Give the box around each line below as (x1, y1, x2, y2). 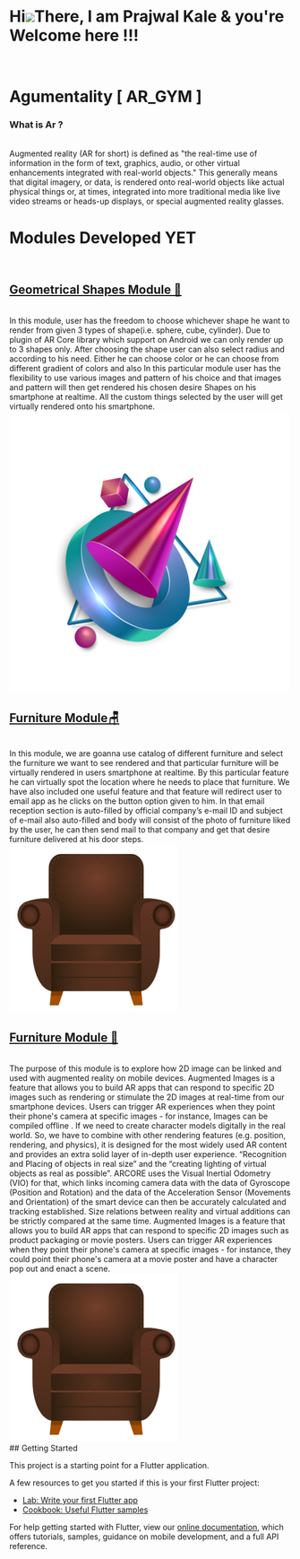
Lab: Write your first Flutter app (21, 1495, 139, 1506)
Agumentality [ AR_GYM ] (9, 87, 202, 107)
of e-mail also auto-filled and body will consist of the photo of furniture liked (9, 814, 291, 826)
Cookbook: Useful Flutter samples (21, 1504, 149, 1515)
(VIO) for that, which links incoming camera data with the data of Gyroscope (9, 1178, 291, 1189)
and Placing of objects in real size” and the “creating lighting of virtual (9, 1159, 267, 1170)
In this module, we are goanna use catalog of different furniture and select (9, 748, 284, 759)
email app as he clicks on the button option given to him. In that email (9, 796, 265, 806)
